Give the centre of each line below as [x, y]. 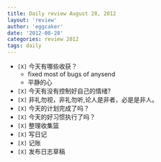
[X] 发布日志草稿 [41, 152]
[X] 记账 [29, 143]
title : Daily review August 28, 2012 [62, 13]
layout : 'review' [32, 20]
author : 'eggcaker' [35, 26]
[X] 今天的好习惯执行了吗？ [56, 117]
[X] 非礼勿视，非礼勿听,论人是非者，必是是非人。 [87, 100]
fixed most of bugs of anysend [71, 74]
